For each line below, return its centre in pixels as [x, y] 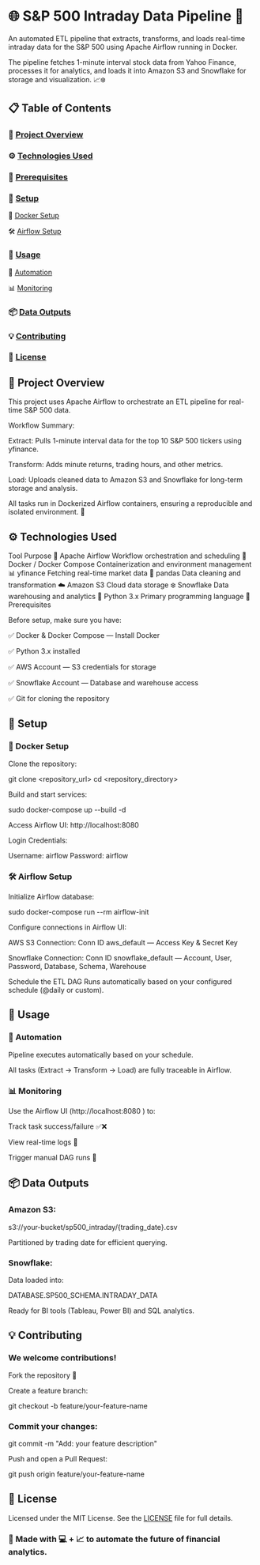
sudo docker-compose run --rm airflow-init [79, 912]
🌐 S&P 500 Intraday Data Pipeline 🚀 [126, 16]
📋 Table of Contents [60, 109]
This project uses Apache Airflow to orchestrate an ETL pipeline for [118, 402]
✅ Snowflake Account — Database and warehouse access [104, 683]
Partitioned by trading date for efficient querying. [88, 1242]
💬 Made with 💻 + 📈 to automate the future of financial [114, 1539]
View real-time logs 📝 [43, 1142]
